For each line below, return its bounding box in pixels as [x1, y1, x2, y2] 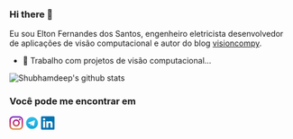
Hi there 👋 [9, 8, 54, 21]
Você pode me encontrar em [9, 95, 137, 108]
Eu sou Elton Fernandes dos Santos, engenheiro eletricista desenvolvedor [9, 29, 284, 39]
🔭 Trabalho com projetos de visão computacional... [22, 56, 212, 66]
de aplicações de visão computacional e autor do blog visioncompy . [9, 38, 262, 48]
